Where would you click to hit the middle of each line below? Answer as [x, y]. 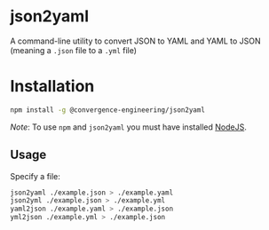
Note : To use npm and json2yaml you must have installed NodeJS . [128, 127]
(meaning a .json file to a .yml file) [73, 50]
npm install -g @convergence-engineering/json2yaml [107, 110]
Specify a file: [36, 176]
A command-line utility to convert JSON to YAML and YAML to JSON [135, 41]
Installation [52, 87]
